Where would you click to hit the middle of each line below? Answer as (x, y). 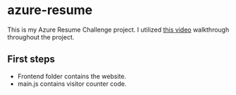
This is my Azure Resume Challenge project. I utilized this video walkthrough (118, 30)
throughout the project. (41, 37)
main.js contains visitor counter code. (72, 84)
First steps (31, 59)
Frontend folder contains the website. (72, 76)
